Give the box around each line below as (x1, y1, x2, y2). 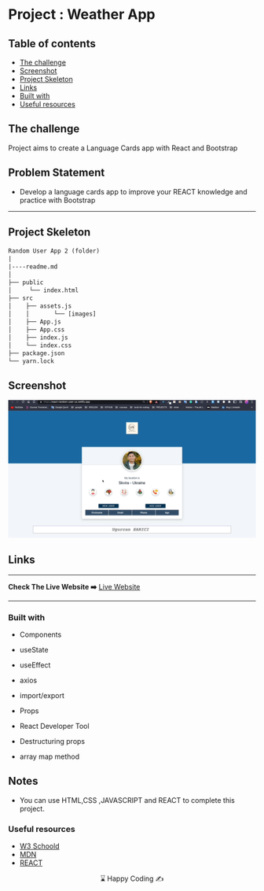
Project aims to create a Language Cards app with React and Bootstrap (8, 143, 238, 153)
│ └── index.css (8, 342, 72, 349)
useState (19, 645, 49, 654)
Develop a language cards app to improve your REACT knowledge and (19, 187, 247, 196)
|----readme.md (8, 263, 58, 271)
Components (19, 630, 62, 639)
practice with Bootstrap (19, 195, 96, 205)
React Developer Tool (19, 721, 90, 730)
